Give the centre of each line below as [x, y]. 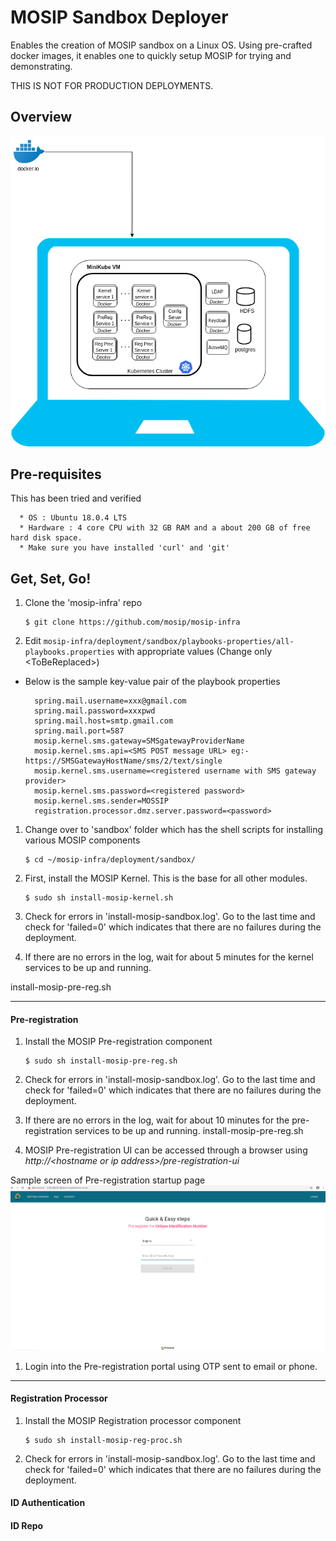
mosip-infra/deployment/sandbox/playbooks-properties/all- [169, 642]
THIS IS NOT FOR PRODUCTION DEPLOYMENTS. [112, 85]
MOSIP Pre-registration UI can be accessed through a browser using [166, 1150]
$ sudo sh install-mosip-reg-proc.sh [103, 1440]
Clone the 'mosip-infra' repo [83, 603]
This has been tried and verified [76, 498]
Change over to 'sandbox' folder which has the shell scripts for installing [174, 830]
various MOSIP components [82, 840]
